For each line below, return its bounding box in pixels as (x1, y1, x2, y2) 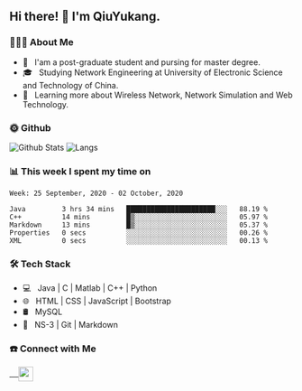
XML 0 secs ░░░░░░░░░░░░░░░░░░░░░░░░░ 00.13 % (9, 237, 269, 246)
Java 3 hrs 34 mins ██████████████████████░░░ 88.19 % (9, 205, 269, 214)
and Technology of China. (22, 79, 119, 90)
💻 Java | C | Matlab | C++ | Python (22, 282, 158, 293)
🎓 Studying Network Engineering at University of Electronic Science (22, 67, 284, 78)
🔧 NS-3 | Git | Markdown (22, 319, 119, 330)
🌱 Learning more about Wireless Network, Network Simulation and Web (22, 89, 293, 100)
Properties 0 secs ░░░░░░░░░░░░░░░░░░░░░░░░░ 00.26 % (9, 228, 269, 237)
